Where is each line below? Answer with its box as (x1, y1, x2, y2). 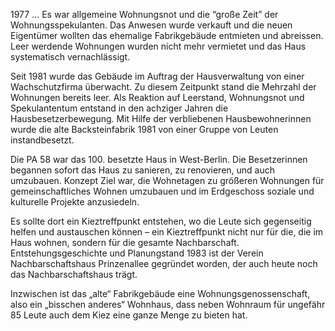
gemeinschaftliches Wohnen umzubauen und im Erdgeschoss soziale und (10, 185, 315, 197)
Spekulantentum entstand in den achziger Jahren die (10, 102, 229, 114)
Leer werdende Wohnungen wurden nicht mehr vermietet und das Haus (10, 40, 307, 52)
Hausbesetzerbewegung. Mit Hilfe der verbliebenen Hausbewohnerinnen (10, 113, 312, 124)
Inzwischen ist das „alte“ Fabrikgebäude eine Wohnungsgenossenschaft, (10, 288, 311, 299)
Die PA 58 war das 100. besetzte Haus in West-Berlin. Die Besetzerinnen (10, 154, 308, 165)
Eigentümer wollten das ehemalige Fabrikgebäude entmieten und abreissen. (10, 30, 324, 41)
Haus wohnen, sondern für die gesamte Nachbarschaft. (10, 237, 240, 248)
